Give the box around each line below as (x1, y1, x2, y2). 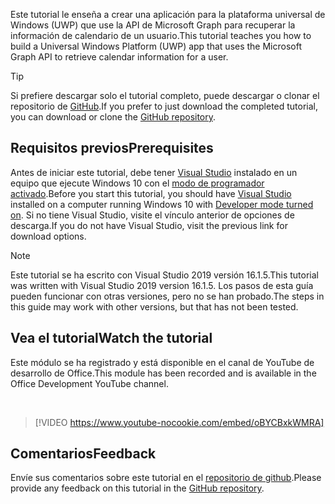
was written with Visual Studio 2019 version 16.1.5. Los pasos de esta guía (10, 279, 314, 291)
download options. (10, 230, 87, 242)
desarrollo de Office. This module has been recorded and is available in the (10, 367, 317, 379)
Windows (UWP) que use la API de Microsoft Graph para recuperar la (10, 19, 296, 31)
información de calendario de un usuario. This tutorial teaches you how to (10, 30, 312, 41)
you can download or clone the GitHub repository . (10, 111, 217, 123)
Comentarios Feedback (10, 445, 157, 463)
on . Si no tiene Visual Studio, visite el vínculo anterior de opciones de (10, 209, 295, 221)
